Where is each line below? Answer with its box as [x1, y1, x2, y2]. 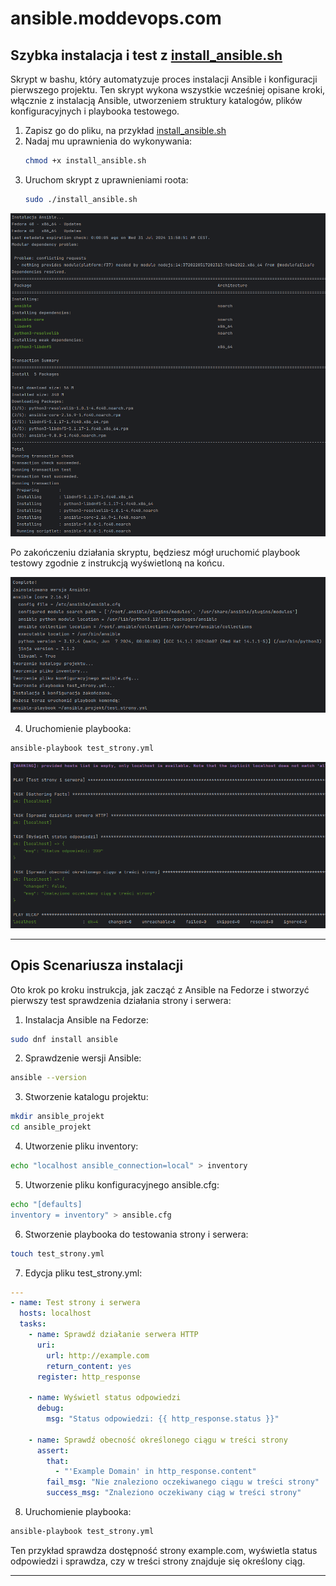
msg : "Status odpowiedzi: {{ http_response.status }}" [46, 1414, 280, 1424]
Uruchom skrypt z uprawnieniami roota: [24, 173, 189, 186]
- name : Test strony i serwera [10, 1298, 141, 1308]
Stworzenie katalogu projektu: [24, 1091, 149, 1103]
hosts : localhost [19, 1308, 92, 1319]
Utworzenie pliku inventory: [24, 1140, 139, 1152]
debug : [36, 1403, 65, 1414]
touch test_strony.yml [10, 1248, 105, 1259]
